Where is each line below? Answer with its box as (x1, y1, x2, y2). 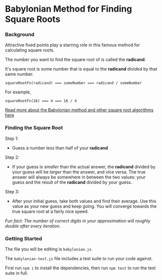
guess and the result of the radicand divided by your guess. (12, 179, 132, 185)
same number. (5, 71, 34, 77)
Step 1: (5, 135, 18, 141)
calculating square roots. (5, 47, 55, 53)
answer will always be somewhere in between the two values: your (12, 174, 146, 180)
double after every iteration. (5, 223, 61, 229)
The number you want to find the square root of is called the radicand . (5, 57, 146, 63)
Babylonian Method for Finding (5, 3, 132, 15)
